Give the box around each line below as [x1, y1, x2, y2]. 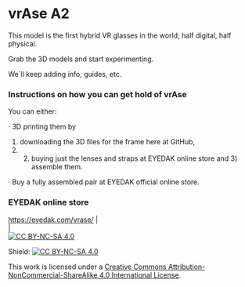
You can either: [8, 107, 57, 116]
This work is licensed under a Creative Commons [8, 262, 167, 271]
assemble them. [31, 162, 84, 172]
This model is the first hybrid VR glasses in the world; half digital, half [8, 31, 232, 40]
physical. [8, 38, 38, 48]
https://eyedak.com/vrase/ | [8, 215, 99, 224]
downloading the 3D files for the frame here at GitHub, [19, 137, 196, 147]
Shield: [8, 246, 31, 256]
